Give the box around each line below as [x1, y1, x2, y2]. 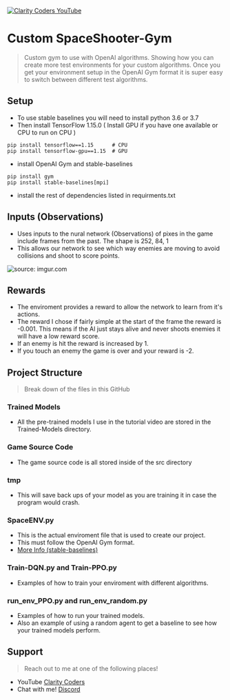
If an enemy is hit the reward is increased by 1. [17, 340, 149, 348]
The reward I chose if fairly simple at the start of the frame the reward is [17, 318, 222, 326]
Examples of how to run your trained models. [17, 611, 145, 619]
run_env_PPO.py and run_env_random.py [7, 596, 148, 606]
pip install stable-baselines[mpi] [7, 179, 109, 186]
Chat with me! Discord [17, 685, 81, 693]
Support [7, 646, 43, 658]
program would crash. [17, 498, 81, 506]
